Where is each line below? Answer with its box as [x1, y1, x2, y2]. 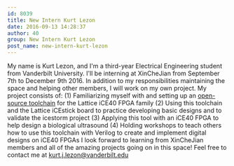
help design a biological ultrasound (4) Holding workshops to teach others [7, 121, 222, 129]
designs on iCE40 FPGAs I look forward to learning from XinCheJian [7, 136, 204, 144]
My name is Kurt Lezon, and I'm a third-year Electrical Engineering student [7, 62, 223, 70]
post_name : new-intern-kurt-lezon [7, 43, 109, 50]
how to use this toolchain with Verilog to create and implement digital [7, 128, 207, 137]
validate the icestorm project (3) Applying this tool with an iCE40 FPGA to [7, 114, 219, 122]
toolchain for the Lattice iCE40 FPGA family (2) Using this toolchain [29, 99, 223, 107]
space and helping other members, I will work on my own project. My [7, 84, 207, 92]
